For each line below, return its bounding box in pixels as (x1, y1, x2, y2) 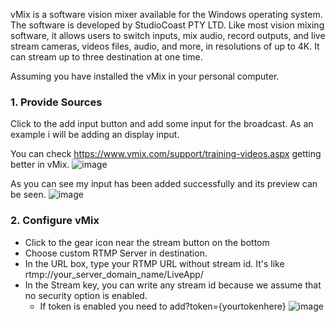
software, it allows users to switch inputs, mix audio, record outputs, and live (10, 30, 326, 41)
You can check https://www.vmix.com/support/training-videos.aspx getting (10, 148, 322, 160)
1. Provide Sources (10, 95, 103, 109)
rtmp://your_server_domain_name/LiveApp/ (24, 268, 204, 280)
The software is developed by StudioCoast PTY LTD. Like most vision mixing (10, 19, 325, 31)
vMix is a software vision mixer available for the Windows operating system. (10, 9, 323, 20)
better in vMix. (10, 159, 70, 171)
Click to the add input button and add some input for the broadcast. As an (10, 118, 314, 130)
